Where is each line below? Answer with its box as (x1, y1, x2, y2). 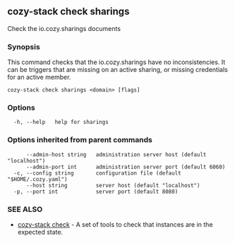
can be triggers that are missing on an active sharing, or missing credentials (7, 66, 228, 74)
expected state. (17, 228, 64, 236)
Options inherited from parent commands (7, 135, 153, 145)
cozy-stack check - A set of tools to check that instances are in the (17, 220, 213, 228)
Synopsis (7, 42, 40, 51)
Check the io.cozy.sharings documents (7, 24, 121, 32)
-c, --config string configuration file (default (13, 169, 181, 177)
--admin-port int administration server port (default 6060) (25, 163, 226, 170)
